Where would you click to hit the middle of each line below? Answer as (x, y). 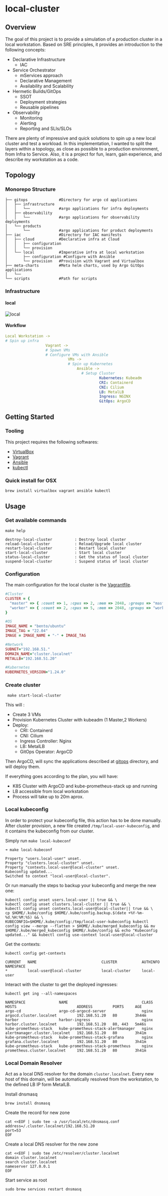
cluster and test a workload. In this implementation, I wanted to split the (79, 143)
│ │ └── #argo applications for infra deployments (77, 208)
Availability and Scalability (47, 86)
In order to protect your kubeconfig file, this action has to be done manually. (83, 820)
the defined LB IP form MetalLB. (38, 1084)
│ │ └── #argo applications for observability (72, 217)
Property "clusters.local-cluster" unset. (50, 863)
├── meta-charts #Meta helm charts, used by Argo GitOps (74, 265)
